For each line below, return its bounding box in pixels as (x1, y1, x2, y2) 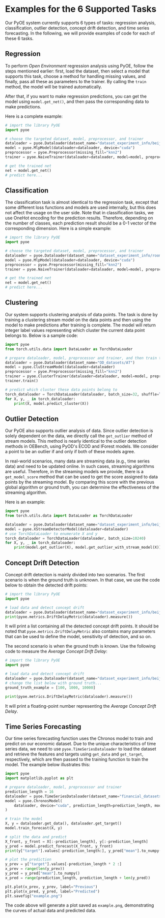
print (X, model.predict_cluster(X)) (14, 401, 89, 406)
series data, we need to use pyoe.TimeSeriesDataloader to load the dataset (5, 746, 156, 752)
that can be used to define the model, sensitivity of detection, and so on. (5, 634, 152, 640)
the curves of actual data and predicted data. (5, 908, 97, 914)
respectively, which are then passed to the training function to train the (5, 756, 149, 762)
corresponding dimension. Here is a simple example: (5, 226, 111, 231)
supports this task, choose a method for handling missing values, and (5, 73, 146, 79)
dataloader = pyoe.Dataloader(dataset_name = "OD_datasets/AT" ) (5, 360, 135, 365)
